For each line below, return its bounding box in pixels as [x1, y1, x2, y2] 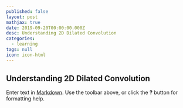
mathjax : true [6, 19, 41, 25]
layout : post [6, 14, 38, 20]
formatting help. [6, 95, 45, 102]
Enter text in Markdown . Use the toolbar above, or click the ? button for [6, 89, 178, 96]
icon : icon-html [6, 52, 46, 58]
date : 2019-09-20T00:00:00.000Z [6, 25, 85, 31]
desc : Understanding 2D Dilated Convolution [6, 30, 117, 36]
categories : [6, 36, 35, 41]
